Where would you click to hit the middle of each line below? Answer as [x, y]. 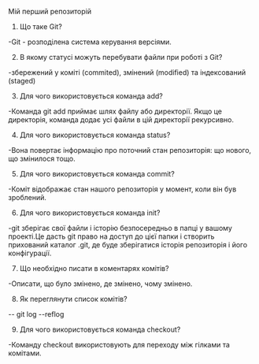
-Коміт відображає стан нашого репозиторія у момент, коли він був [122, 189]
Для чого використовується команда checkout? [100, 329]
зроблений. [28, 197]
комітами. [25, 353]
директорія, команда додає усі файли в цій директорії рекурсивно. [121, 120]
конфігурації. [30, 253]
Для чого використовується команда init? [90, 213]
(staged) [22, 81]
